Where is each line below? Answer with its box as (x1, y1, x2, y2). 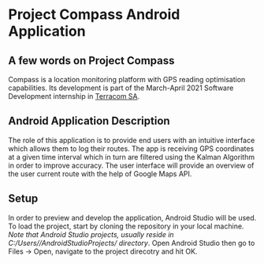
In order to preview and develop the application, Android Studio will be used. (8, 213, 257, 222)
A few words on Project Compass (8, 54, 175, 67)
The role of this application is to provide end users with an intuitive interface (8, 135, 255, 145)
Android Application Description (8, 115, 171, 128)
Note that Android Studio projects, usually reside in (8, 229, 175, 239)
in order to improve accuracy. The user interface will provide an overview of (8, 160, 255, 170)
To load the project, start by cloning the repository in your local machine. (8, 221, 244, 231)
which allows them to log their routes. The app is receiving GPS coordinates (8, 144, 255, 153)
